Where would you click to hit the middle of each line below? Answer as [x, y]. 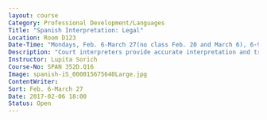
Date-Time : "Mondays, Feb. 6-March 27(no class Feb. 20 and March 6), [128, 45]
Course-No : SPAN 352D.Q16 [51, 67]
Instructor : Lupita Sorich [53, 60]
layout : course [33, 15]
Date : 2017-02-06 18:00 [48, 96]
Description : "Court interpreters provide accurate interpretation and [129, 52]
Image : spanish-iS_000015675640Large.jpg [78, 74]
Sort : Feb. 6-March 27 [46, 89]
